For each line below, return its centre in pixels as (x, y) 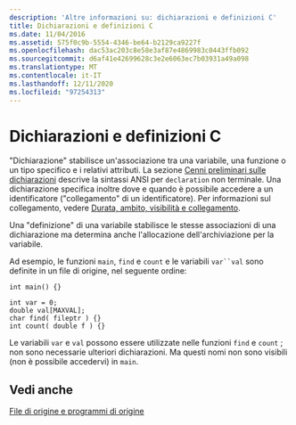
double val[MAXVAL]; (48, 311)
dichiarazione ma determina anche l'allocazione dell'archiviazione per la (142, 235)
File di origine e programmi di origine (77, 412)
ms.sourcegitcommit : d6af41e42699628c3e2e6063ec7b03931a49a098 (129, 59)
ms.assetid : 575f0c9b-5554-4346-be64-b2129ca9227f (105, 42)
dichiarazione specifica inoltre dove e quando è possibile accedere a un (141, 189)
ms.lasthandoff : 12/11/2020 (62, 84)
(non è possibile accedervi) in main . (74, 362)
